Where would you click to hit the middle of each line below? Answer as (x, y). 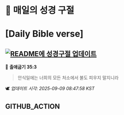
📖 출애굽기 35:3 (21, 67)
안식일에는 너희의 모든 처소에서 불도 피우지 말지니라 (68, 78)
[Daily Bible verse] (44, 34)
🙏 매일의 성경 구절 (40, 10)
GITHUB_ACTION (33, 106)
